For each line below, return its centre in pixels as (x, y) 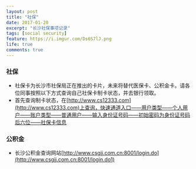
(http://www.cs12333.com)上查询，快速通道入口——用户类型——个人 (99, 108)
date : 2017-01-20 (27, 22)
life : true (19, 45)
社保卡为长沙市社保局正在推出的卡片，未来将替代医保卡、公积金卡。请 (100, 85)
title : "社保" (23, 17)
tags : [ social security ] (36, 34)
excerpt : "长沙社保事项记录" (38, 28)
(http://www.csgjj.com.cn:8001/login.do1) (64, 160)
